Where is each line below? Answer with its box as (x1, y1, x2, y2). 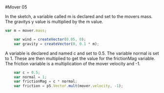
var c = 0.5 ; (14, 70, 41, 75)
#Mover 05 (5, 4, 27, 10)
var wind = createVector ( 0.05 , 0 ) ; (14, 37, 86, 42)
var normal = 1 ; (14, 74, 47, 79)
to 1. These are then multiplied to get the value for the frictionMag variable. (5, 56, 155, 61)
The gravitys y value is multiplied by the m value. (5, 19, 103, 24)
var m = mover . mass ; (5, 28, 47, 33)
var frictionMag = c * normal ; (14, 79, 78, 84)
